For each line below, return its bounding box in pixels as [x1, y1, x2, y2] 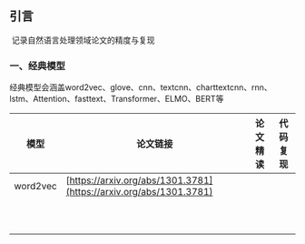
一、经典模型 [9, 59, 66, 72]
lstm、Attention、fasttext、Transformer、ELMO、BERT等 [9, 94, 224, 105]
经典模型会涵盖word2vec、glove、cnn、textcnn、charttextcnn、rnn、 [9, 82, 272, 93]
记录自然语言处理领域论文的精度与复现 [11, 35, 155, 46]
